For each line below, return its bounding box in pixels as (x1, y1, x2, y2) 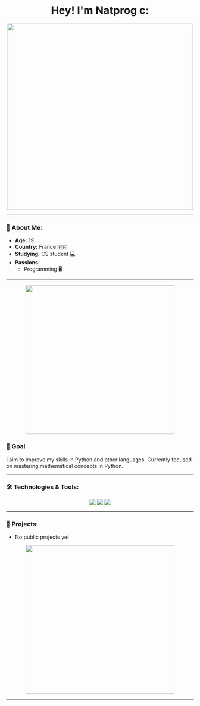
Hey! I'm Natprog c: (51, 4, 149, 17)
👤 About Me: (6, 223, 43, 232)
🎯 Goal (6, 442, 26, 451)
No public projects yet (14, 533, 70, 541)
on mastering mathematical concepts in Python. (6, 462, 124, 469)
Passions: (14, 259, 40, 266)
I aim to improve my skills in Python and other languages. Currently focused (6, 456, 192, 463)
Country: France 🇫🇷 (14, 243, 67, 251)
